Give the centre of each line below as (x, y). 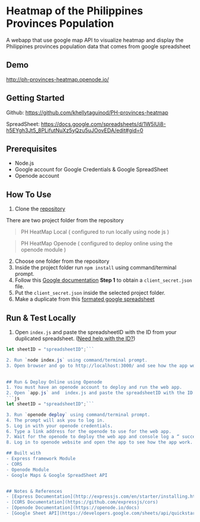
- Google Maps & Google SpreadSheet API (57, 475)
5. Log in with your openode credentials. (60, 426)
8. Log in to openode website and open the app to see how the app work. (100, 442)
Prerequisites (32, 149)
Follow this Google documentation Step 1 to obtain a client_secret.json (103, 280)
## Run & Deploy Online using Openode (54, 382)
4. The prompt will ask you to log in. (56, 420)
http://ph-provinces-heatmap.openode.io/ (57, 79)
